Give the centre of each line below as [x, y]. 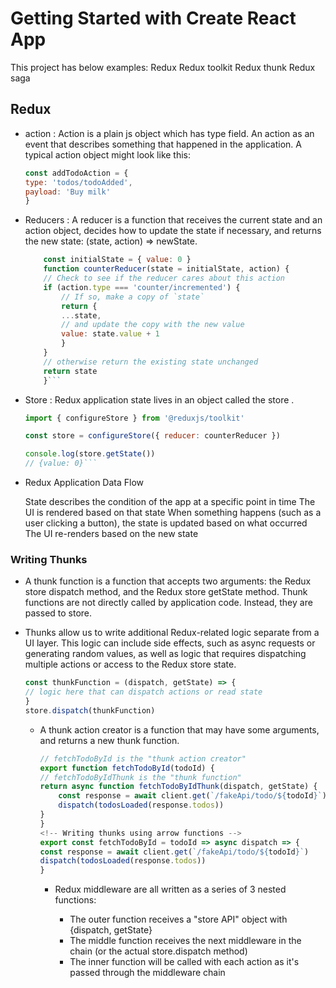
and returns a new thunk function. [109, 740]
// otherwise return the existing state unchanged [151, 362]
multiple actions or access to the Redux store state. [130, 664]
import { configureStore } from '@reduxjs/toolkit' [134, 418]
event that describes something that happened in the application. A [163, 144]
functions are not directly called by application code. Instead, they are [168, 603]
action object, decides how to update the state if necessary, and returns [173, 231]
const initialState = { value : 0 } [117, 260]
